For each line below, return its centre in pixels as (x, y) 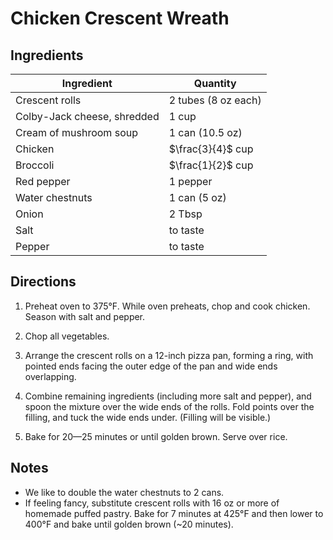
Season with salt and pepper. (85, 316)
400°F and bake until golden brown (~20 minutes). (129, 524)
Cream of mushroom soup (76, 132)
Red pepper (43, 181)
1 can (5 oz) (197, 197)
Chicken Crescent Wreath (120, 18)
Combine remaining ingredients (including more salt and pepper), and (168, 396)
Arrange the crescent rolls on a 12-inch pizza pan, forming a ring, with (169, 355)
